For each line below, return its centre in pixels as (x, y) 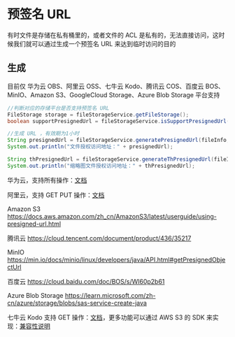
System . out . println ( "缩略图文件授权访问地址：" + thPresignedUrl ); (101, 166)
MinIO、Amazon (31, 94)
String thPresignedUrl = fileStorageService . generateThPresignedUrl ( (111, 159)
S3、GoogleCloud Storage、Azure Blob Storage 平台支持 (138, 94)
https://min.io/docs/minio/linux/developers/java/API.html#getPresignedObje (116, 259)
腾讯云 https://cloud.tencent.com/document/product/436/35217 (99, 238)
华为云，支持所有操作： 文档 (47, 180)
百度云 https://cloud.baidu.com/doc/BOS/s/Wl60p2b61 (86, 281)
